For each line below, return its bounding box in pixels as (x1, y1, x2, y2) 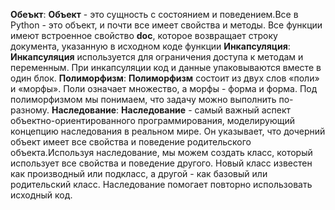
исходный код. (10, 189, 73, 201)
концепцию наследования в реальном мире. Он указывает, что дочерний (10, 125, 326, 137)
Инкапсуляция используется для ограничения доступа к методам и (10, 51, 304, 63)
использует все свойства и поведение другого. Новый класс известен (10, 157, 313, 169)
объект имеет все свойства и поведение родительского (10, 136, 252, 148)
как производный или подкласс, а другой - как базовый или (10, 168, 268, 179)
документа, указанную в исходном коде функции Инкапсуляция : (10, 40, 291, 52)
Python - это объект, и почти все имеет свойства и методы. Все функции (10, 19, 323, 31)
